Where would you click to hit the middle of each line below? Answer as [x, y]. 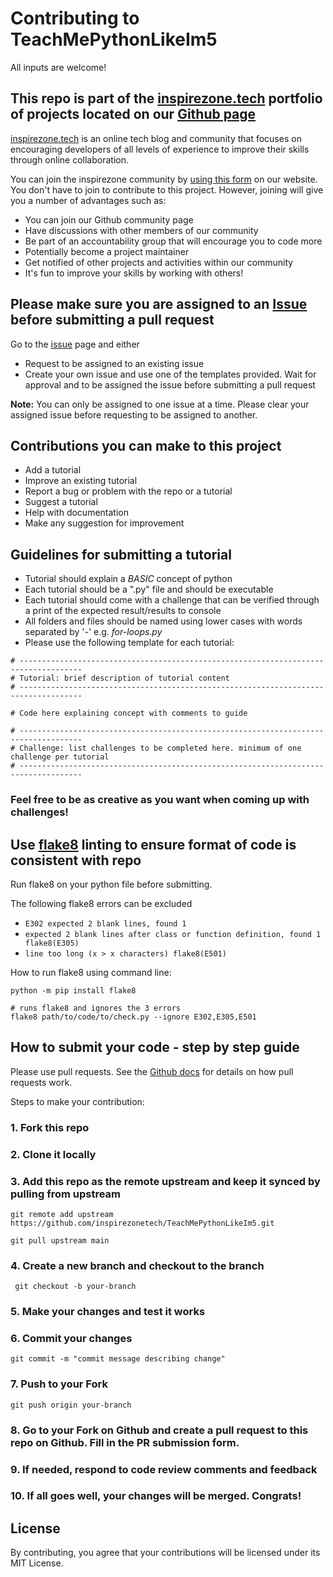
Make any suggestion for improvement [104, 523]
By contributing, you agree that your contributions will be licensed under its [165, 1553]
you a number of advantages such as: [88, 200]
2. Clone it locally [53, 1154]
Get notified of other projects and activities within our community [159, 262]
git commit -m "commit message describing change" [118, 1359]
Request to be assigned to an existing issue [114, 363]
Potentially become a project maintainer [107, 251]
